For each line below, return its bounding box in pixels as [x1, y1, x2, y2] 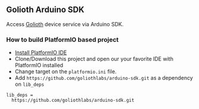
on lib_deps [14, 80, 45, 88]
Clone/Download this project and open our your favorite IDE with [14, 55, 174, 63]
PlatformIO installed [14, 62, 64, 69]
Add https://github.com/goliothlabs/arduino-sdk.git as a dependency [14, 74, 194, 82]
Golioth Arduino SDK [6, 5, 85, 15]
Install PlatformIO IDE [14, 49, 67, 56]
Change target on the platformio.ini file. [14, 68, 117, 75]
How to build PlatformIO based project [6, 35, 119, 43]
